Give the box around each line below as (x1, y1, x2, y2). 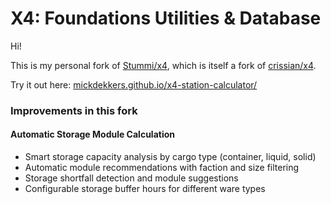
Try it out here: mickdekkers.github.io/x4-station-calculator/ (10, 78, 258, 91)
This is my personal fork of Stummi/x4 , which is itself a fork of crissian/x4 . (10, 59, 317, 71)
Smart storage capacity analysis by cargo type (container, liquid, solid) (24, 151, 317, 163)
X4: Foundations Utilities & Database (10, 7, 322, 30)
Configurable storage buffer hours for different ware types (24, 183, 266, 195)
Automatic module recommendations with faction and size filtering (24, 162, 300, 174)
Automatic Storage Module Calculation (10, 128, 175, 141)
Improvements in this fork (10, 103, 138, 117)
